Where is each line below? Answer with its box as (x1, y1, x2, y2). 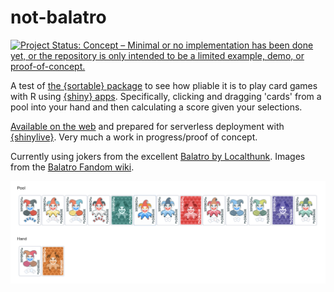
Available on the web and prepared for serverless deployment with (10, 120, 285, 132)
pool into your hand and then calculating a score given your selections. (10, 101, 303, 113)
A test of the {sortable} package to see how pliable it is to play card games (10, 79, 318, 91)
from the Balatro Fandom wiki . (10, 161, 135, 173)
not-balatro (10, 6, 107, 29)
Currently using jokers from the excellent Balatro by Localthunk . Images (10, 150, 306, 162)
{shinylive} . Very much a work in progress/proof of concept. (10, 131, 258, 143)
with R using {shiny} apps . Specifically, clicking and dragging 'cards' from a (10, 90, 322, 102)
